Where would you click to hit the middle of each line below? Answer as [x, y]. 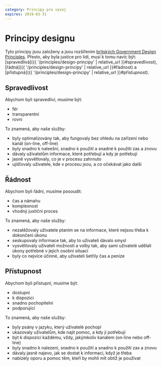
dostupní [21, 292]
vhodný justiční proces [35, 211]
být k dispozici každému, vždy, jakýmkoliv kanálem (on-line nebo [77, 337]
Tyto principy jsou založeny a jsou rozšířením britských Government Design [81, 52]
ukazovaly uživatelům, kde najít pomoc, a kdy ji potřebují [69, 332]
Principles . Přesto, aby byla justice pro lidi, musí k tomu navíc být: [71, 57]
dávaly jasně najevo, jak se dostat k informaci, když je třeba [72, 353]
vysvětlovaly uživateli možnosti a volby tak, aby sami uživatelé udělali [82, 246]
